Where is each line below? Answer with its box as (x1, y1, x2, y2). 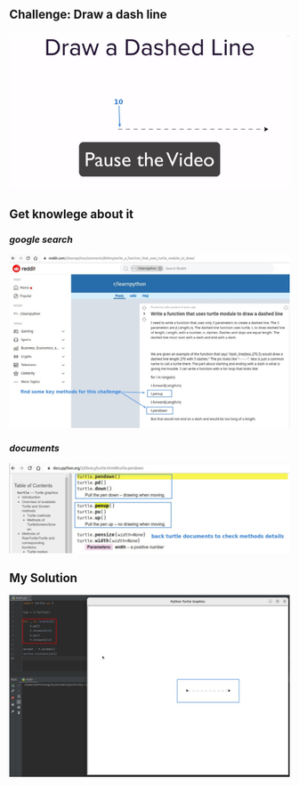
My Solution (9, 571, 78, 586)
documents (9, 442, 60, 455)
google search (9, 233, 73, 246)
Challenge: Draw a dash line (9, 7, 167, 22)
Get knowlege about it (9, 207, 134, 222)
